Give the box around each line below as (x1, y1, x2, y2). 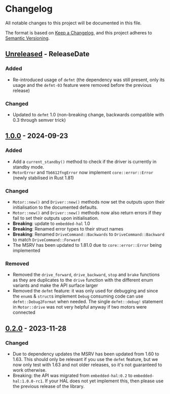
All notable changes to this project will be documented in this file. (5, 20, 142, 26)
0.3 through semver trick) (12, 117, 66, 123)
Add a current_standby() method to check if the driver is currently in (12, 158, 157, 165)
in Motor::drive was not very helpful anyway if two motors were (12, 304, 147, 310)
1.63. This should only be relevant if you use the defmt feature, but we (12, 356, 158, 362)
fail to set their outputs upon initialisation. (12, 215, 99, 221)
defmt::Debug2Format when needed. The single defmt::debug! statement (12, 299, 163, 305)
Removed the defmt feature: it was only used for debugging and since (12, 288, 158, 294)
